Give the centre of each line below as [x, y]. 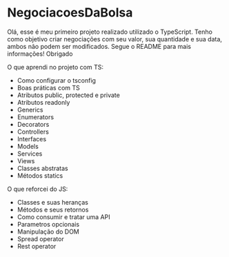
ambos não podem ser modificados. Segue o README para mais [99, 46]
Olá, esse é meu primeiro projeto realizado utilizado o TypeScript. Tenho [110, 32]
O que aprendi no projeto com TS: [55, 67]
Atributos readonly [43, 102]
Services [30, 154]
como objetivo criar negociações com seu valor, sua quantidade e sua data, [115, 39]
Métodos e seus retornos [53, 209]
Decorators [33, 124]
